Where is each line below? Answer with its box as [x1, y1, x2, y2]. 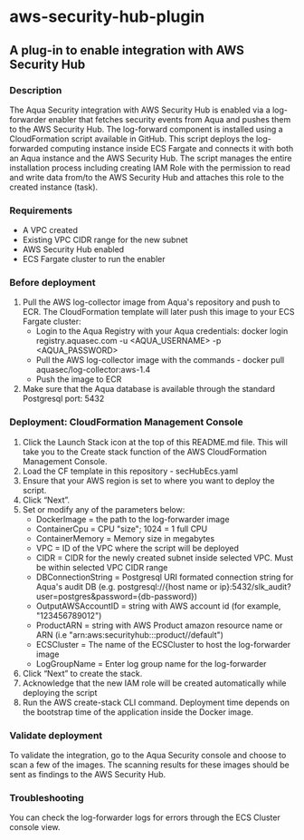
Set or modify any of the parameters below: [22, 503, 185, 514]
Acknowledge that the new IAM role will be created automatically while [22, 678, 287, 689]
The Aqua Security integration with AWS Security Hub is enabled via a [9, 104, 271, 115]
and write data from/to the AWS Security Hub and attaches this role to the [9, 171, 285, 182]
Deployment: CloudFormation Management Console [9, 415, 243, 428]
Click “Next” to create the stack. [22, 668, 143, 679]
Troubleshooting [9, 791, 84, 804]
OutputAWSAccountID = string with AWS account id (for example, [35, 601, 281, 611]
